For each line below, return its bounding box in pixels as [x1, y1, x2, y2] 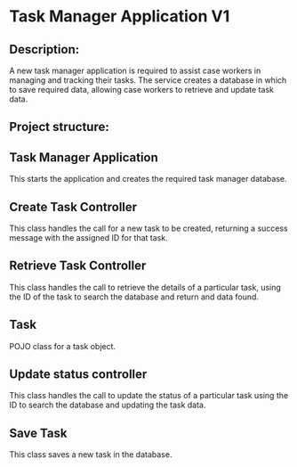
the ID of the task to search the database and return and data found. [9, 291, 260, 302]
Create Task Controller [9, 199, 138, 215]
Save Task [9, 425, 68, 440]
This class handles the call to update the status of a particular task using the [9, 390, 289, 401]
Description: [9, 42, 80, 57]
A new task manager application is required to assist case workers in [9, 65, 261, 76]
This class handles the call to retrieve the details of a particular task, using [9, 282, 282, 292]
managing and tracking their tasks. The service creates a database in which [9, 75, 287, 86]
